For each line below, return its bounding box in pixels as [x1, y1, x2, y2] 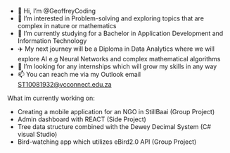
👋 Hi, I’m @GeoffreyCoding [17, 7, 96, 15]
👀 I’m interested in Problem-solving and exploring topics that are [17, 14, 204, 23]
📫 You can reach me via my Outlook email [17, 71, 141, 78]
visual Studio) [17, 130, 58, 138]
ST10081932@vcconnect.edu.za [17, 80, 112, 88]
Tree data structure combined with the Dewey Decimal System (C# [17, 123, 212, 130]
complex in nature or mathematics [17, 22, 117, 30]
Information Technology [17, 37, 87, 45]
